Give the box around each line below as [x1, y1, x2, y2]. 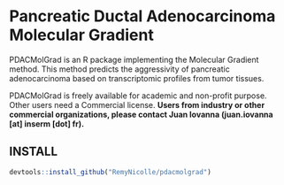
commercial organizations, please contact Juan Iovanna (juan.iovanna [9, 109, 273, 119]
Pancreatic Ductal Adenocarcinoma [9, 6, 276, 27]
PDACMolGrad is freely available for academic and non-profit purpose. [9, 90, 267, 101]
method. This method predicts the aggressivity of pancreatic [9, 64, 230, 74]
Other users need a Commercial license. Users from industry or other [9, 99, 265, 110]
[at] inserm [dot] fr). [9, 118, 85, 129]
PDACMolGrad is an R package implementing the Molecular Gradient [9, 54, 259, 65]
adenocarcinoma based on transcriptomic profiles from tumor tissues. [9, 73, 265, 83]
